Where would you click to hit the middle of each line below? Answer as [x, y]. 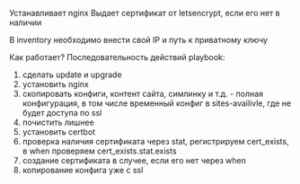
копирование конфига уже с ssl [83, 170]
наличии [26, 22]
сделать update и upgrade [72, 74]
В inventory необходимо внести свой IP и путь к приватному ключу [138, 40]
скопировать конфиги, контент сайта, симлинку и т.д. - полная [142, 94]
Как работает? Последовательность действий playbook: [117, 57]
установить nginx [56, 84]
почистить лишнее [58, 122]
